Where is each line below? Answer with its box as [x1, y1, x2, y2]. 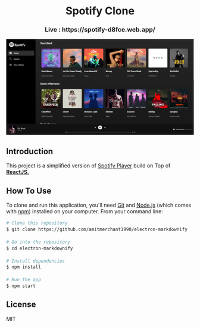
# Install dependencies [6, 258, 65, 264]
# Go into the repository [6, 239, 70, 245]
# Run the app [6, 277, 42, 283]
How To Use [6, 186, 52, 196]
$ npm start [6, 283, 36, 289]
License [6, 300, 36, 310]
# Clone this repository [6, 220, 68, 226]
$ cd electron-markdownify [6, 245, 73, 251]
